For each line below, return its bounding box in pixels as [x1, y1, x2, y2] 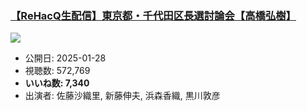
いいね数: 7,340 [24, 77, 90, 89]
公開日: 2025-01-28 [24, 52, 107, 64]
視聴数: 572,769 [24, 65, 91, 77]
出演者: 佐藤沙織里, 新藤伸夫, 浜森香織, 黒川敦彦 [24, 90, 221, 102]
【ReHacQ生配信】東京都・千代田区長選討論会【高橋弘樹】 [10, 8, 297, 22]
